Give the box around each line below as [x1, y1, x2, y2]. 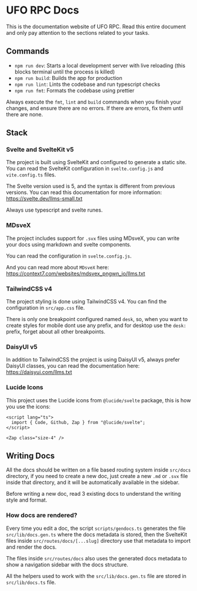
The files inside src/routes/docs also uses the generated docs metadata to [6, 555, 187, 562]
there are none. [6, 111, 43, 118]
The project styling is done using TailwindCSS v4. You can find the [6, 298, 167, 305]
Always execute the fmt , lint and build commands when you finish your [6, 98, 182, 105]
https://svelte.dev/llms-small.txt [6, 195, 83, 202]
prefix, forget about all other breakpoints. [6, 328, 106, 335]
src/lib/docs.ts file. [6, 579, 56, 586]
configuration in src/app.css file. [6, 304, 85, 312]
